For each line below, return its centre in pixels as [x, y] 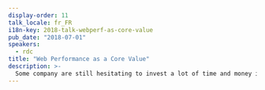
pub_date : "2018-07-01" [47, 37]
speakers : [24, 45]
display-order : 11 [38, 15]
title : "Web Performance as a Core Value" [79, 59]
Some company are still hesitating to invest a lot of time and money [134, 74]
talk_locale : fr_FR [40, 23]
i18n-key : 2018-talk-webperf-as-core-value [81, 30]
